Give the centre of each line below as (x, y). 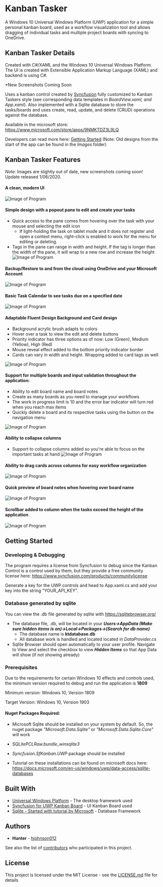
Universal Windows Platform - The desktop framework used (72, 800)
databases (23, 773)
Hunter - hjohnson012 (34, 838)
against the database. (27, 115)
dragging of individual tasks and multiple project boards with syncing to (77, 32)
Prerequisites (21, 667)
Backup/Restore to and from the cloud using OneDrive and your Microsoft (81, 268)
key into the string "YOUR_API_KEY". (42, 591)
